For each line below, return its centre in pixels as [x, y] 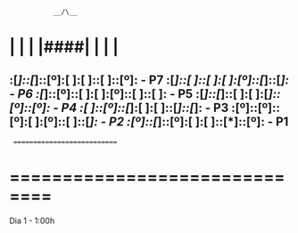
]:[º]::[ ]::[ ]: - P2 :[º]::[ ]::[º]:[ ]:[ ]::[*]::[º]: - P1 [162, 121]
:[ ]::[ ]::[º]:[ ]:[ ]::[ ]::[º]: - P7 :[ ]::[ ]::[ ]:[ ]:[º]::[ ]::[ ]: [149, 80]
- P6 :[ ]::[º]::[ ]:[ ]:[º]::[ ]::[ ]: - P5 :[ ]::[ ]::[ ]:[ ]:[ [139, 94]
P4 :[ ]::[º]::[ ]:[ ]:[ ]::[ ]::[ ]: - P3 [145, 107]
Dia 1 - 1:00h [32, 221]
